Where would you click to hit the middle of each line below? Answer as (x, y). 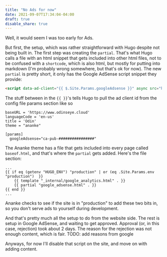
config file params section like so (39, 103)
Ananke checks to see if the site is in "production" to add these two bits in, (82, 203)
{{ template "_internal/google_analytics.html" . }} (70, 181)
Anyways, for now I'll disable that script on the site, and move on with (76, 244)
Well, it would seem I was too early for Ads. (49, 38)
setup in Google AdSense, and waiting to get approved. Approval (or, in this (82, 224)
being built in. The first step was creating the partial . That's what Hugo (79, 53)
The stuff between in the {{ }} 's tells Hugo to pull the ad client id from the (81, 98)
